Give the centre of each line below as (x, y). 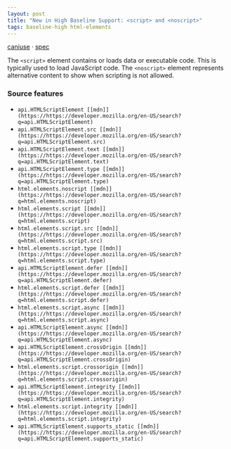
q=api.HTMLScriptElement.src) (62, 141)
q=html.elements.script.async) (63, 320)
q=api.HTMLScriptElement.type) (63, 181)
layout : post (26, 14)
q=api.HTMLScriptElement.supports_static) (80, 438)
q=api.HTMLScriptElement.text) (63, 162)
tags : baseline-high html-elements (59, 27)
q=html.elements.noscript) (57, 201)
